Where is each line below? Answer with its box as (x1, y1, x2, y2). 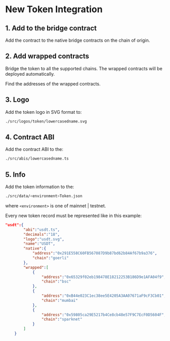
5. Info (5, 170, 26, 179)
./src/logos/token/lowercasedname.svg (5, 118, 87, 124)
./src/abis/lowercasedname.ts (5, 156, 69, 161)
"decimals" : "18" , (23, 232, 60, 237)
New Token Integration (5, 4, 103, 15)
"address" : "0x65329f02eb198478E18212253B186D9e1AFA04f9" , (41, 274, 166, 280)
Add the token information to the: (5, 184, 74, 190)
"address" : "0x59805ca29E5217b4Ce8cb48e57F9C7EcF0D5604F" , (41, 312, 166, 317)
